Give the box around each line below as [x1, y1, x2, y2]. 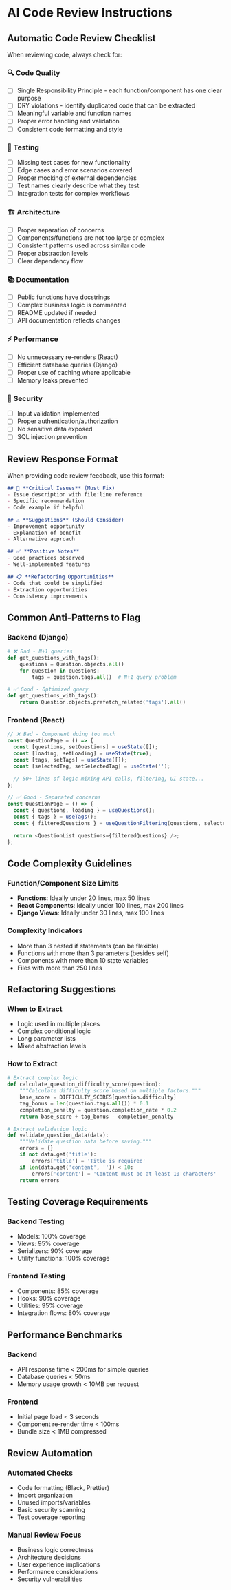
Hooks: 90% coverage [16, 1294, 81, 1303]
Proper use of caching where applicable [16, 368, 131, 376]
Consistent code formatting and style [16, 125, 122, 133]
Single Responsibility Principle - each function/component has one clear [16, 86, 222, 94]
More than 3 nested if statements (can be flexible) [16, 941, 159, 950]
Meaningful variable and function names [16, 109, 132, 118]
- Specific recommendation [7, 498, 85, 504]
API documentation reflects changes [16, 316, 121, 325]
